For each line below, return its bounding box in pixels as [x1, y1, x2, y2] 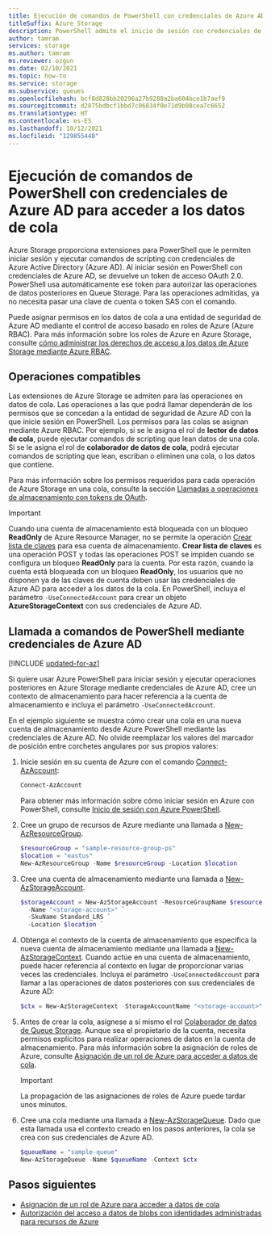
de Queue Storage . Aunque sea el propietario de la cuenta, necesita [19, 1026, 246, 1035]
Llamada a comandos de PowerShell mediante [8, 624, 245, 638]
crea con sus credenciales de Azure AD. [19, 1132, 154, 1143]
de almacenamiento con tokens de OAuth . [8, 493, 148, 502]
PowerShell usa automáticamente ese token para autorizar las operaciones [8, 279, 257, 289]
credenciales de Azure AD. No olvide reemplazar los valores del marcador [8, 732, 254, 743]
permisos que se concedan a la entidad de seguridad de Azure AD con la [8, 409, 252, 418]
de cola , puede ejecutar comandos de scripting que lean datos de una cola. [8, 434, 260, 444]
